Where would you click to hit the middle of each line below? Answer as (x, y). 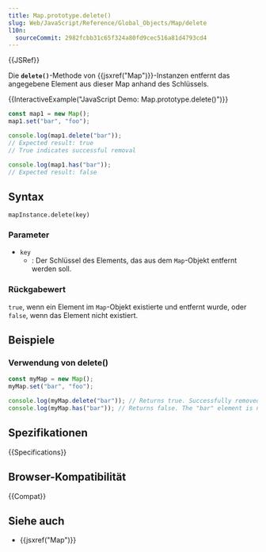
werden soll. (51, 269)
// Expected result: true (51, 143)
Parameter (29, 235)
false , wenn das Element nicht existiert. (73, 315)
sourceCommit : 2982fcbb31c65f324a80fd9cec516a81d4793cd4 (111, 38)
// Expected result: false (53, 172)
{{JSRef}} (24, 60)
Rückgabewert (37, 289)
